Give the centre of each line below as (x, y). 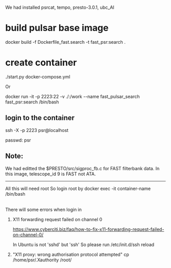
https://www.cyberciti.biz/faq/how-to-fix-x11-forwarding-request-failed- (88, 229)
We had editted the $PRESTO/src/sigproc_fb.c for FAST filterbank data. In (82, 168)
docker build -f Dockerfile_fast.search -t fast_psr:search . (65, 42)
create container (41, 63)
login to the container (40, 118)
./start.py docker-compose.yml (38, 76)
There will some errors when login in (44, 210)
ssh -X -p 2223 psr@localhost (37, 130)
